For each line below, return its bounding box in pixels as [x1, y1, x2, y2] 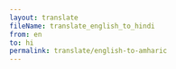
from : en [9, 30, 42, 39]
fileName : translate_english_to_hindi [9, 22, 155, 30]
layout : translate [9, 13, 79, 22]
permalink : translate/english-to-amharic [9, 47, 168, 56]
